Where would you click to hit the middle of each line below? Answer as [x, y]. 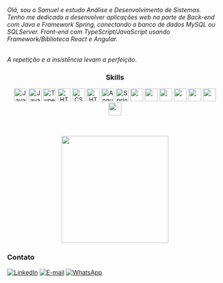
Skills [115, 77]
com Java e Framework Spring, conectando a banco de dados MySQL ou [111, 24]
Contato [21, 258]
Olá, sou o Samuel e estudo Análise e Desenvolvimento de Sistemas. [104, 10]
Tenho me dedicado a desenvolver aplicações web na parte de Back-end [111, 17]
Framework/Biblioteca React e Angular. [62, 39]
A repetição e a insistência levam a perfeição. [72, 60]
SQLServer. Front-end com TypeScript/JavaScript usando [89, 32]
